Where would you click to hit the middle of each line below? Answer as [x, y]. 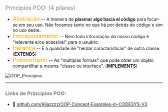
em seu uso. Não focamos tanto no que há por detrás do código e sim [91, 25]
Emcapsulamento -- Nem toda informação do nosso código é [80, 36]
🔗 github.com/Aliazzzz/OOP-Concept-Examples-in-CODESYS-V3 [80, 104]
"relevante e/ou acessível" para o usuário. [55, 42]
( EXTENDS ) [24, 54]
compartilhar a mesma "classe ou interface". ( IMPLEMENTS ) [75, 66]
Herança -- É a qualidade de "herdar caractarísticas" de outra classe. [86, 48]
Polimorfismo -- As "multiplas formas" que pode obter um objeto [83, 60]
